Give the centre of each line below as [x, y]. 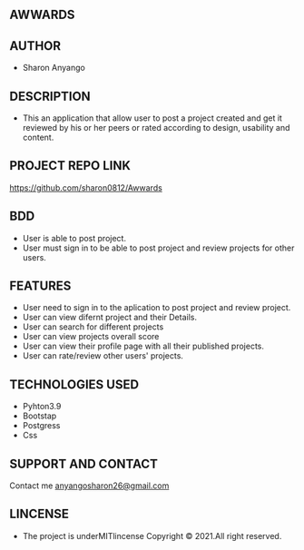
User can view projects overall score [91, 337]
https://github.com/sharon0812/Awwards [86, 187]
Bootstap [39, 416]
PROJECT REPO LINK [70, 166]
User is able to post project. [74, 238]
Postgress [41, 426]
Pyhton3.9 [42, 407]
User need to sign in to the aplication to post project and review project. [157, 308]
